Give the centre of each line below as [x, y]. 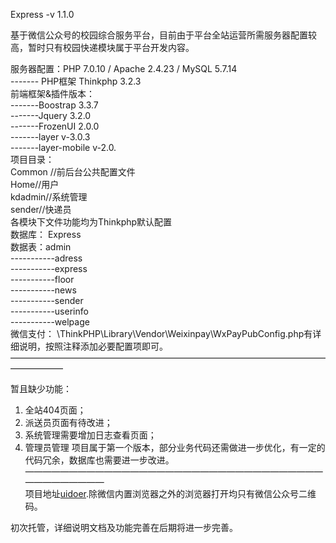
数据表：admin [41, 247]
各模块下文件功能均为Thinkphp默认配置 [91, 222]
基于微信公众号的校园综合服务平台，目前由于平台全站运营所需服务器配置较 [163, 35]
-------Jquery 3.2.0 [51, 115]
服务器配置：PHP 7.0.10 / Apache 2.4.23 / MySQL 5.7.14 [124, 68]
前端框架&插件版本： [53, 93]
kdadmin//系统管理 [49, 197]
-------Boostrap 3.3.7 [54, 105]
